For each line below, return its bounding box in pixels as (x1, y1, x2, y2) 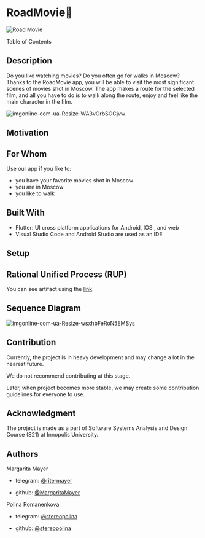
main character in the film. (6, 98, 72, 105)
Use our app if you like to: (6, 165, 72, 172)
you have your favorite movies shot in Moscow (15, 176, 134, 184)
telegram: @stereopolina (15, 513, 78, 520)
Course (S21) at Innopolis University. (6, 431, 99, 439)
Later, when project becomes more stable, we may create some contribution (6, 384, 199, 391)
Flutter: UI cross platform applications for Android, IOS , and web (15, 224, 179, 231)
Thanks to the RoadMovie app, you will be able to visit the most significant (6, 78, 195, 85)
